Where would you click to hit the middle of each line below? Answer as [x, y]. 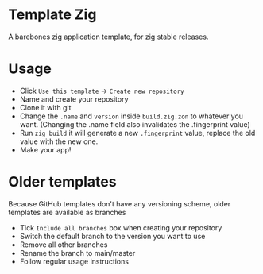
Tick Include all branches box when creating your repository [121, 227]
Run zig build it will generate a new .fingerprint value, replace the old [137, 133]
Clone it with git [45, 107]
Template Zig [52, 15]
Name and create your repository [74, 99]
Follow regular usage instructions [74, 261]
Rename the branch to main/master [77, 253]
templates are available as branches [67, 212]
